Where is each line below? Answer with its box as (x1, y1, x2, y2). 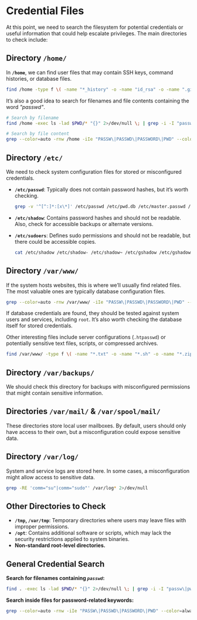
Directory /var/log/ (6, 452, 79, 462)
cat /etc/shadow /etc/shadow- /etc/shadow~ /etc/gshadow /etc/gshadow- (14, 249, 193, 256)
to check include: (6, 36, 48, 43)
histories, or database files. (6, 75, 72, 82)
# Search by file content (6, 131, 69, 137)
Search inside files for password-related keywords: (6, 596, 134, 604)
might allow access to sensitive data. (6, 473, 95, 480)
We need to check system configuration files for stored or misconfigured (6, 168, 182, 175)
